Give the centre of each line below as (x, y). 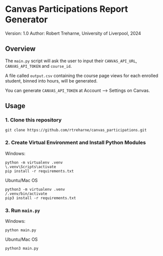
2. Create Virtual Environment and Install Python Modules (76, 143)
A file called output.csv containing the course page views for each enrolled (82, 76)
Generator (26, 20)
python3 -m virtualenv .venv (35, 189)
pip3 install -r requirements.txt (41, 198)
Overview (20, 49)
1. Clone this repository (33, 120)
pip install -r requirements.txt (40, 171)
